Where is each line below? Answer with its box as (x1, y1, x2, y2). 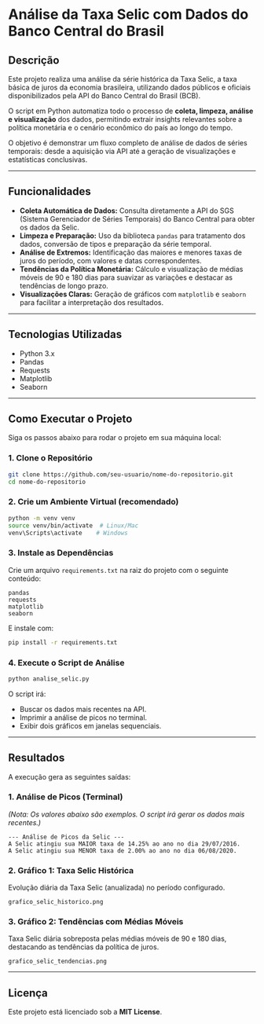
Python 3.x (19, 348, 55, 358)
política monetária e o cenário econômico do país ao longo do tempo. (8, 123, 233, 132)
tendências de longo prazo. (19, 281, 108, 290)
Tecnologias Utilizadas (8, 328, 123, 341)
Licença (8, 986, 49, 1000)
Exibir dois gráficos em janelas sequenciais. (19, 721, 162, 730)
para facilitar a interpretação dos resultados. (19, 297, 163, 307)
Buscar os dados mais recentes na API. (19, 704, 147, 714)
